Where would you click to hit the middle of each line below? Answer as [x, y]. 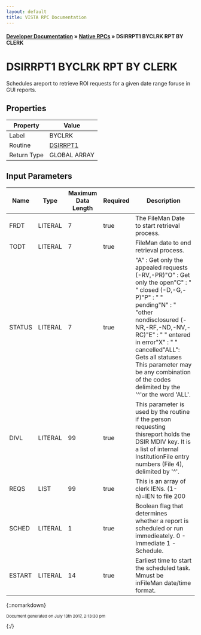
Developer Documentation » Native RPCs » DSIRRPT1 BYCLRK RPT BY [95, 36]
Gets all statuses [159, 357]
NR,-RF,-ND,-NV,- [163, 327]
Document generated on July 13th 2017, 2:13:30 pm [56, 616]
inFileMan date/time [163, 582]
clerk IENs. [150, 489]
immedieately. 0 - [161, 536]
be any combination [163, 372]
